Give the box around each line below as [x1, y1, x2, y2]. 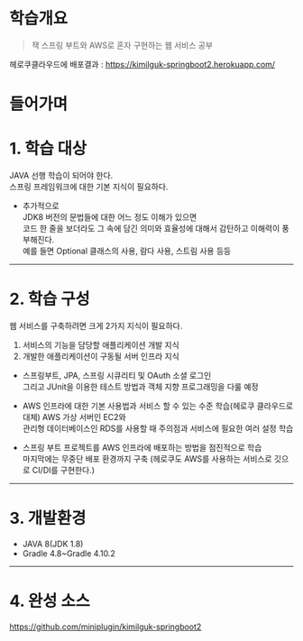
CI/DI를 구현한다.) [32, 465, 95, 475]
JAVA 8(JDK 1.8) [22, 538, 84, 549]
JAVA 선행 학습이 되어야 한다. [9, 170, 114, 181]
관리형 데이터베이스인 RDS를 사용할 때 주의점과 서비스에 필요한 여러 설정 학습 [22, 423, 294, 434]
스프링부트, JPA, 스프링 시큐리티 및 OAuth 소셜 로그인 [22, 371, 212, 380]
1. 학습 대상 [9, 139, 87, 159]
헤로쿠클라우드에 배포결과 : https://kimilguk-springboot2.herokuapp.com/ [9, 59, 276, 69]
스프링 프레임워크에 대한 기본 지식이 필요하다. [9, 181, 169, 192]
